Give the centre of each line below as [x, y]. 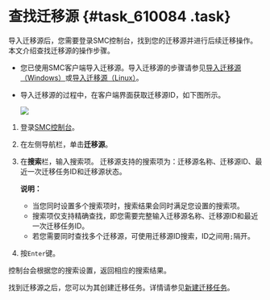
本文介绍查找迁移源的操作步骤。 [61, 50]
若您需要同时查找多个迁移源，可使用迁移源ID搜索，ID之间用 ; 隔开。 [143, 235]
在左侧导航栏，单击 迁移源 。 [66, 144]
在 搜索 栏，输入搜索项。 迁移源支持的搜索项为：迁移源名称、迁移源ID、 [137, 161]
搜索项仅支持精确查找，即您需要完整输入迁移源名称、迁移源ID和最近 [145, 215]
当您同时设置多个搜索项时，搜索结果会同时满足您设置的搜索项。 [138, 206]
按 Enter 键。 [40, 253]
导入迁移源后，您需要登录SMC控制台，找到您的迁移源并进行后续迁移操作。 [133, 40]
